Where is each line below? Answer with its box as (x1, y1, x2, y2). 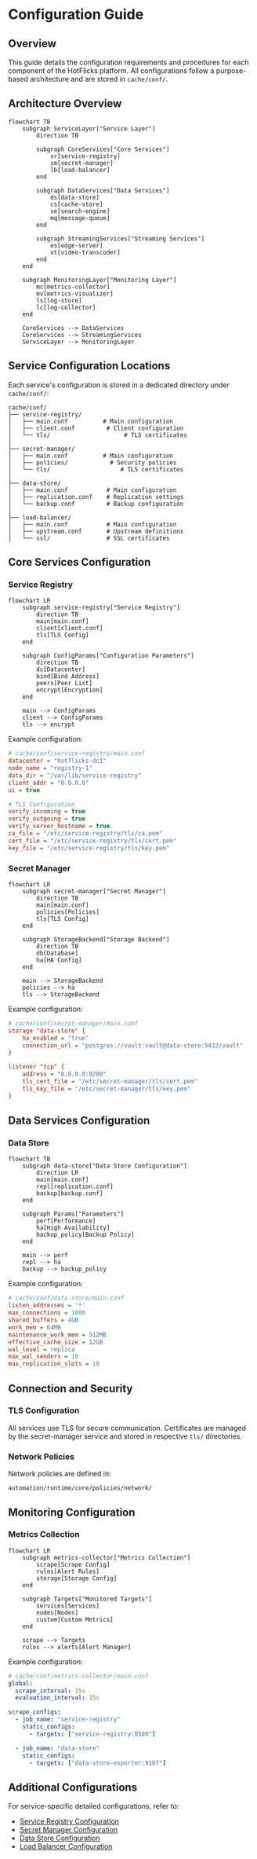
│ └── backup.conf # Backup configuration (8, 500, 184, 508)
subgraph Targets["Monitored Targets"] (22, 1595, 153, 1603)
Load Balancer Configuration (19, 1842, 113, 1851)
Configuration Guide (8, 5, 144, 24)
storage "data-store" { (8, 1027, 86, 1035)
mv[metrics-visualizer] (36, 289, 114, 298)
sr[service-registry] (49, 152, 121, 160)
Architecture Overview (8, 97, 122, 111)
